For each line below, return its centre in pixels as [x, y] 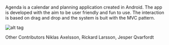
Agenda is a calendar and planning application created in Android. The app [84, 7]
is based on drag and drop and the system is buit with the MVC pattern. [80, 18]
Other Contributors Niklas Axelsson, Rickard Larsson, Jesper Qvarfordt [80, 37]
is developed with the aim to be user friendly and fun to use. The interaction [85, 12]
